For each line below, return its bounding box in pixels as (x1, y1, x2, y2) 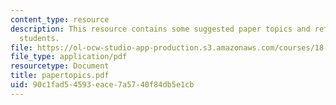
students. (19, 33, 60, 43)
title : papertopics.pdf (10, 71, 110, 81)
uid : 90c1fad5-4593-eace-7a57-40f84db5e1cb (10, 80, 195, 90)
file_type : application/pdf (10, 52, 128, 62)
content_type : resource (10, 14, 110, 25)
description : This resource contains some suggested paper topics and (10, 24, 311, 34)
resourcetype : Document (10, 61, 110, 71)
